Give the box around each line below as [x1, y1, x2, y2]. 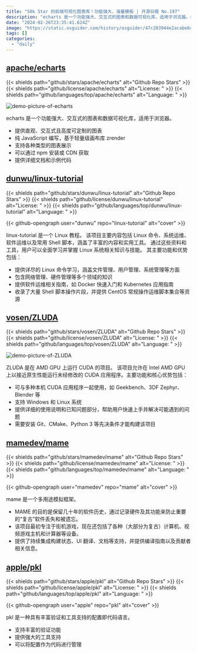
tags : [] [6, 31, 28, 36]
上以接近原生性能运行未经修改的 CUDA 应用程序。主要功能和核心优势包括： [6, 371, 188, 378]
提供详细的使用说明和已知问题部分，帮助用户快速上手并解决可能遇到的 [14, 406, 185, 413]
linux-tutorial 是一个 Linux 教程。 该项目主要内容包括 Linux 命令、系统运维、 [6, 231, 189, 238]
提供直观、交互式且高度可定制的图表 [14, 127, 103, 134]
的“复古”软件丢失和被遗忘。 [14, 516, 81, 523]
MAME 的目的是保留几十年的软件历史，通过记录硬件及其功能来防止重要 [14, 508, 186, 515]
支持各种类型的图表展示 [14, 141, 72, 148]
